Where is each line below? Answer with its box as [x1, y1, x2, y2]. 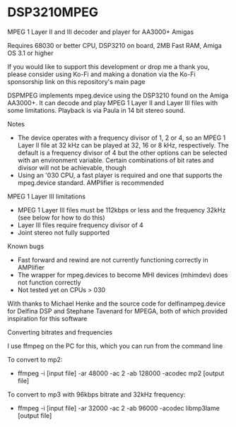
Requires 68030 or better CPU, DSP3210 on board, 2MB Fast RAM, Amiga [7, 41, 222, 49]
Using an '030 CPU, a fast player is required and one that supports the [17, 171, 223, 179]
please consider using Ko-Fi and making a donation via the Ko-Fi [7, 70, 196, 78]
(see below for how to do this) [17, 213, 105, 222]
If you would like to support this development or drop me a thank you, [7, 62, 210, 71]
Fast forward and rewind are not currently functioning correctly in [17, 255, 208, 264]
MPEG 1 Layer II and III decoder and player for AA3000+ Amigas [7, 28, 194, 36]
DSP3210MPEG [7, 4, 99, 20]
